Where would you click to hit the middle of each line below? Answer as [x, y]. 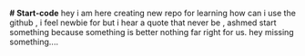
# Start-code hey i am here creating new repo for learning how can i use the [152, 13]
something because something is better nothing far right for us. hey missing [152, 32]
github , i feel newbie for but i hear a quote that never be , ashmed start [143, 23]
